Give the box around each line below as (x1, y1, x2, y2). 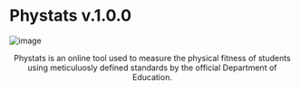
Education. (132, 71, 172, 82)
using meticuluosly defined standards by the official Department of (27, 62, 277, 73)
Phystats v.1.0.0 (9, 5, 132, 26)
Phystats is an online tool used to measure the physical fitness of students (13, 52, 292, 63)
